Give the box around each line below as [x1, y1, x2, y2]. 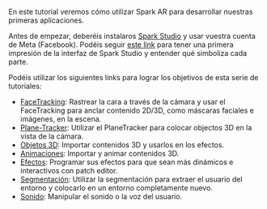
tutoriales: [8, 81, 42, 91]
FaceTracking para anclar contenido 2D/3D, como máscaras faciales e [19, 105, 255, 115]
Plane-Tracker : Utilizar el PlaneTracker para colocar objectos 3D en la [19, 123, 252, 132]
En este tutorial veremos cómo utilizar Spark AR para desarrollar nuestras [8, 7, 253, 16]
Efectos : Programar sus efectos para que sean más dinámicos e [19, 157, 234, 167]
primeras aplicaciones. [8, 15, 85, 25]
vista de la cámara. [19, 131, 84, 141]
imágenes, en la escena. [19, 114, 102, 124]
